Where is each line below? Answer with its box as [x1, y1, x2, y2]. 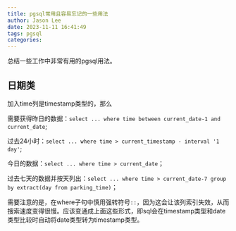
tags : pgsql [7, 30, 42, 37]
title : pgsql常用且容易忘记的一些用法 [7, 10, 108, 18]
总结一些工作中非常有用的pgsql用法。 [7, 57, 116, 65]
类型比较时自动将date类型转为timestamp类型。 [7, 216, 144, 224]
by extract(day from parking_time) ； [7, 182, 118, 191]
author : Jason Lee [7, 17, 61, 24]
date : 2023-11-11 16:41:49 [7, 23, 87, 30]
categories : [7, 37, 42, 44]
